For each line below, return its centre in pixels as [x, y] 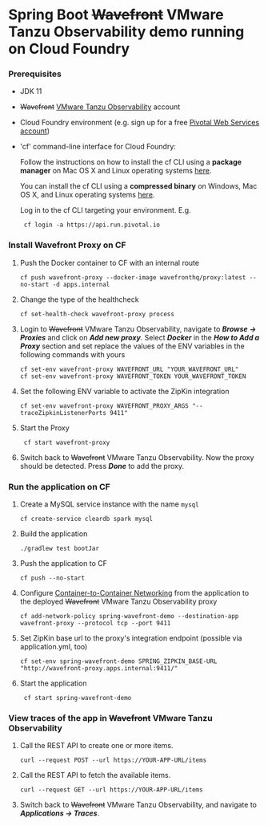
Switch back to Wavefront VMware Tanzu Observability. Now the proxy [137, 457]
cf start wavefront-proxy [67, 442]
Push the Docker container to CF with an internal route [110, 262]
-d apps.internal [81, 284]
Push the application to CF [64, 564]
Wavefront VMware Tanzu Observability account [100, 107]
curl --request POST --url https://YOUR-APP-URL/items [113, 760]
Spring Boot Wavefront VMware [116, 15]
